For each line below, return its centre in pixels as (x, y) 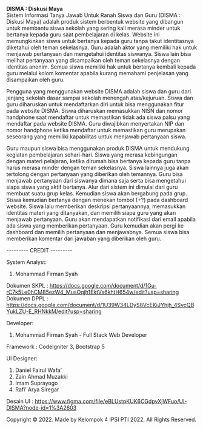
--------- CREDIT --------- (39, 250)
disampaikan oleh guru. (35, 79)
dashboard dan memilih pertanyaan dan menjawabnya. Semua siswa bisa (98, 232)
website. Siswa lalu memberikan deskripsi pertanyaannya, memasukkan (96, 206)
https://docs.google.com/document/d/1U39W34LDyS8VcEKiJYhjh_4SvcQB (100, 305)
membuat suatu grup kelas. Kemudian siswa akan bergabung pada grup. (97, 193)
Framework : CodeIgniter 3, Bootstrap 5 (55, 346)
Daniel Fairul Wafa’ (38, 370)
